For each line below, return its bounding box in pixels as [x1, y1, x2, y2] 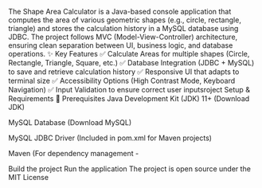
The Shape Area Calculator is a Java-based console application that [8, 7, 232, 16]
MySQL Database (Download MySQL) [8, 118, 132, 127]
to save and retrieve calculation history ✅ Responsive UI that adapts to [8, 67, 240, 76]
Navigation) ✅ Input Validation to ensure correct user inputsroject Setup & [8, 85, 251, 94]
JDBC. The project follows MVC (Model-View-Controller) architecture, [8, 32, 238, 41]
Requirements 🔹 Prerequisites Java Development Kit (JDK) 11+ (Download [8, 94, 250, 103]
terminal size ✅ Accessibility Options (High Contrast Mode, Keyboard [8, 76, 236, 85]
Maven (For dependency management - [8, 149, 139, 158]
